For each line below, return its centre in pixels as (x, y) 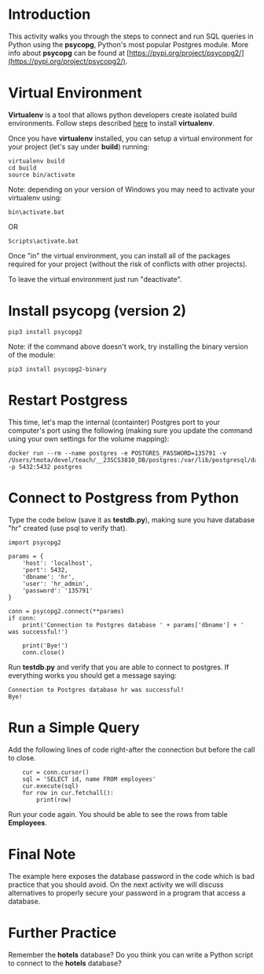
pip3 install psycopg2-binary (58, 369)
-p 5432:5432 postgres (45, 467)
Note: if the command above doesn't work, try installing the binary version (128, 346)
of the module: (32, 354)
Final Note (42, 854)
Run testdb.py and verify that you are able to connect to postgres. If (119, 667)
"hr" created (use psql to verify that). (68, 528)
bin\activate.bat (37, 212)
